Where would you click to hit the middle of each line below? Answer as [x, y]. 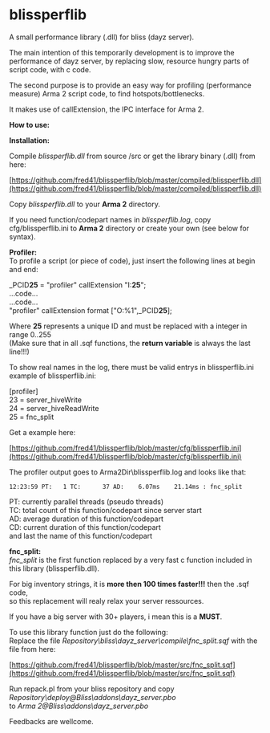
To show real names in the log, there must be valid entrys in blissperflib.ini [132, 367]
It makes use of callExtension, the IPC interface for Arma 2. [107, 109]
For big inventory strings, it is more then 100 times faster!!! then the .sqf [129, 584]
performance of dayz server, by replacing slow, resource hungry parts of [129, 61]
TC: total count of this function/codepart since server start [106, 510]
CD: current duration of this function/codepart [85, 527]
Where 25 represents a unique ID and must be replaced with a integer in [128, 326]
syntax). [22, 236]
